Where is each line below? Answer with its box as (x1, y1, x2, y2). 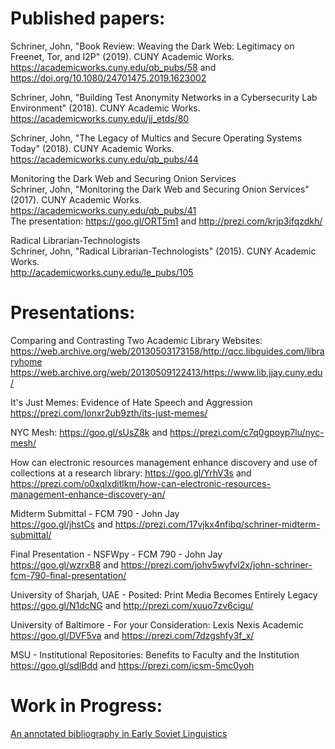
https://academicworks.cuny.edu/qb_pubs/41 (10, 204, 197, 216)
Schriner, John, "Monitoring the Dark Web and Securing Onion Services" (10, 183, 310, 195)
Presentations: (10, 302, 136, 324)
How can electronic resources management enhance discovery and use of (10, 456, 318, 468)
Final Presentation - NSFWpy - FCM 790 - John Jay (10, 548, 223, 560)
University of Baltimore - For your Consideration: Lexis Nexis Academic (10, 618, 304, 631)
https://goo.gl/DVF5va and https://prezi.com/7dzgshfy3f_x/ (10, 629, 255, 641)
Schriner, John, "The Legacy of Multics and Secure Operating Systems (10, 132, 303, 144)
